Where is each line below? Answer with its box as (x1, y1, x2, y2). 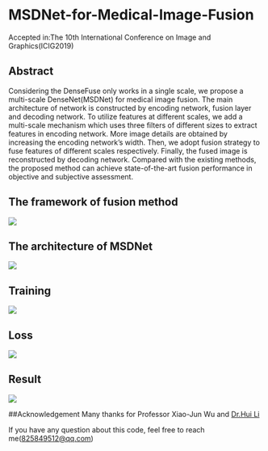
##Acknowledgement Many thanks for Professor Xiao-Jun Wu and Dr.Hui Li (8, 409, 260, 419)
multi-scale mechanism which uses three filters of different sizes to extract (8, 120, 258, 130)
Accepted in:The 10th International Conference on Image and (8, 32, 211, 42)
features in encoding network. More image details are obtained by (8, 129, 228, 138)
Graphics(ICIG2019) (8, 40, 74, 50)
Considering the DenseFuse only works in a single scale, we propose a (8, 86, 244, 95)
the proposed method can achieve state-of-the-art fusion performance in (8, 163, 253, 173)
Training (8, 284, 52, 297)
